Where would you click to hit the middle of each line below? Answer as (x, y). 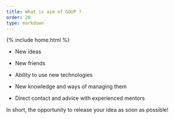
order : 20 (19, 17)
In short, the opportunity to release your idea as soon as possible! (88, 110)
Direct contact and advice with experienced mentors (80, 98)
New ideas (28, 52)
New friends (30, 63)
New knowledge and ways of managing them (71, 87)
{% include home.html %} (38, 40)
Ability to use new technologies (54, 75)
